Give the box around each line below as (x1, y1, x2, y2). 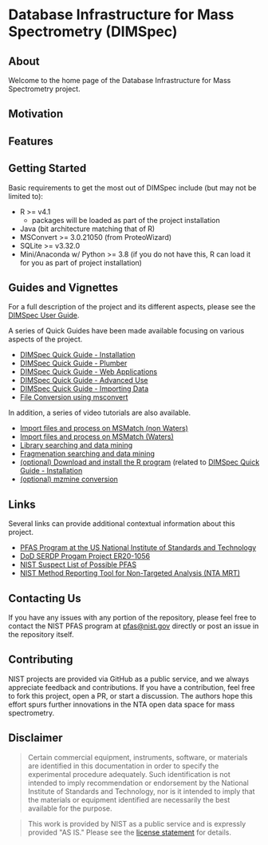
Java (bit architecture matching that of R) (19, 224, 156, 233)
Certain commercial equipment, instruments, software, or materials (27, 752, 248, 762)
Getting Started (8, 161, 87, 175)
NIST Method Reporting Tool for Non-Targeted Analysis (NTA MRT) (19, 568, 241, 578)
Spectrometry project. (8, 84, 81, 94)
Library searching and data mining (19, 440, 133, 450)
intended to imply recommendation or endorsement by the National (27, 778, 249, 787)
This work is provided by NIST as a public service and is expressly (27, 819, 246, 828)
